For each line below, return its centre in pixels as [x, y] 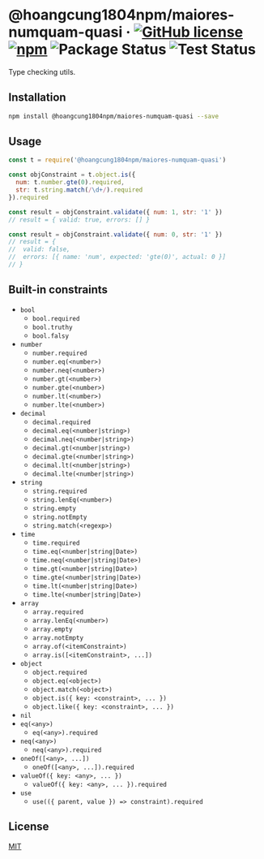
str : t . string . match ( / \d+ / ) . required [79, 190]
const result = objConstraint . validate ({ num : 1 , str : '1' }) [115, 212]
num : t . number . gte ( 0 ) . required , [70, 183]
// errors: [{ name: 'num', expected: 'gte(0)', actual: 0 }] [117, 257]
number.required [60, 353]
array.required [57, 612]
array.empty [52, 629]
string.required [60, 491]
